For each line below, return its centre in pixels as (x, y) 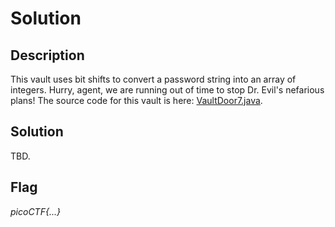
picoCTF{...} (35, 211)
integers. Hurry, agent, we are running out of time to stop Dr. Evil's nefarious (167, 90)
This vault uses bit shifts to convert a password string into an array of (153, 79)
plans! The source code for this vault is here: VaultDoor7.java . (136, 100)
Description (47, 55)
